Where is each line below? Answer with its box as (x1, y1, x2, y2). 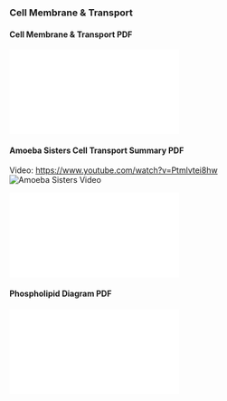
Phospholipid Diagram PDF (9, 288, 112, 299)
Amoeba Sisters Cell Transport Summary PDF (9, 145, 184, 156)
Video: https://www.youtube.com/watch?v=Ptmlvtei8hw (9, 165, 219, 176)
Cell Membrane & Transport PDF (9, 29, 133, 40)
